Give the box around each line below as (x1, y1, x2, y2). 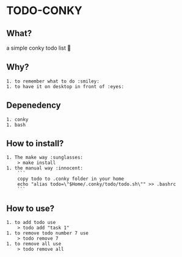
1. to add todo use (6, 220, 56, 226)
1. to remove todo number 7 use (6, 230, 89, 236)
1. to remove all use (6, 241, 62, 247)
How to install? (6, 138, 64, 149)
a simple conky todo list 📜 (6, 44, 71, 51)
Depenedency (6, 100, 61, 111)
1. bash (6, 122, 26, 128)
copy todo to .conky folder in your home (17, 176, 124, 182)
